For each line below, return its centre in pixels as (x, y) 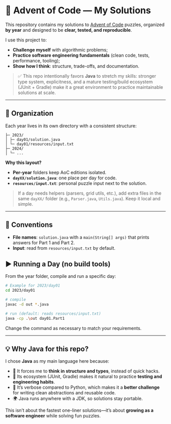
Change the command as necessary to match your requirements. (73, 328)
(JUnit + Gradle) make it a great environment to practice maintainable (90, 87)
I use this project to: (26, 40)
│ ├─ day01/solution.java (33, 139)
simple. (25, 204)
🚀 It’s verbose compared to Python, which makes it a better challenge (86, 387)
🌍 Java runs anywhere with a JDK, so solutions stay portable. (78, 398)
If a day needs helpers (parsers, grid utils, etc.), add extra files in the (90, 193)
